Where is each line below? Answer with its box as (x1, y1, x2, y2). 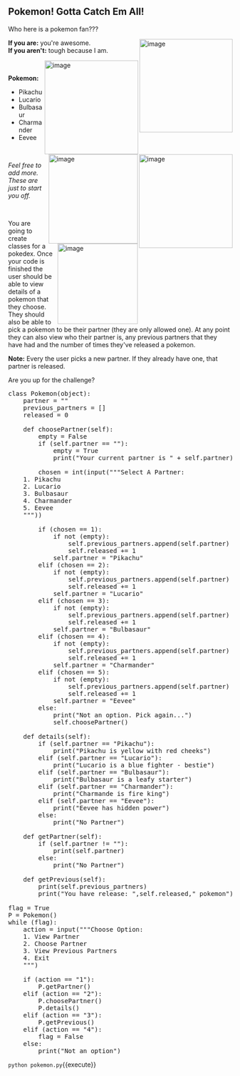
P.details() (38, 1004, 80, 1012)
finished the (8, 264, 43, 273)
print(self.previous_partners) (38, 882, 147, 890)
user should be (8, 272, 53, 281)
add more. (8, 168, 38, 177)
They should (8, 310, 45, 319)
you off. (8, 191, 31, 199)
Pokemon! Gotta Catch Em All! (8, 6, 145, 18)
